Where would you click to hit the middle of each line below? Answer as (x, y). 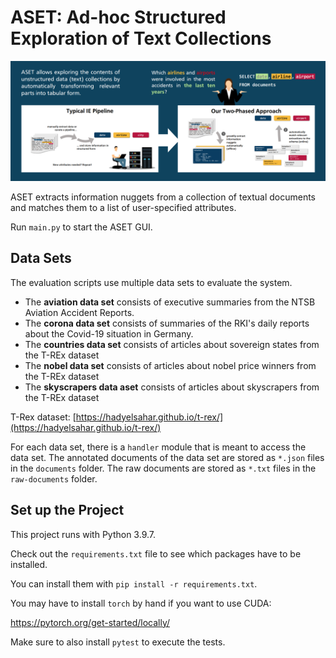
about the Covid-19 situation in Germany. (109, 333)
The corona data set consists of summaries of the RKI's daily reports (167, 323)
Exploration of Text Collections (141, 38)
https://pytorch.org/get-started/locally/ (90, 622)
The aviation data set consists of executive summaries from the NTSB (170, 302)
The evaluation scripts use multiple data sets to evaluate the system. (151, 282)
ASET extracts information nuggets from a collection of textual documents (163, 197)
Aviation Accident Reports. (79, 312)
